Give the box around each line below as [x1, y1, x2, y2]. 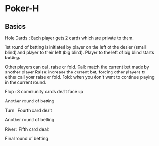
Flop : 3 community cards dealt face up [5, 89, 84, 94]
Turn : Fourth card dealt [5, 107, 52, 113]
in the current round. [5, 79, 46, 85]
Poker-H [5, 3, 39, 14]
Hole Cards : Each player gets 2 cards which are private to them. [5, 35, 134, 41]
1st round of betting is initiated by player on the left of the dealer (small [5, 44, 146, 50]
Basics [5, 22, 26, 30]
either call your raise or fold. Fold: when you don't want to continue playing [5, 74, 155, 80]
